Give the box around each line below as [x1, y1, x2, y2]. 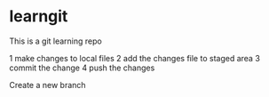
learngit [9, 6, 68, 27]
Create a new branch [9, 79, 86, 90]
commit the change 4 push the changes [9, 62, 155, 73]
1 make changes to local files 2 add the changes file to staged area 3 [9, 53, 260, 63]
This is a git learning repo [9, 36, 102, 46]
